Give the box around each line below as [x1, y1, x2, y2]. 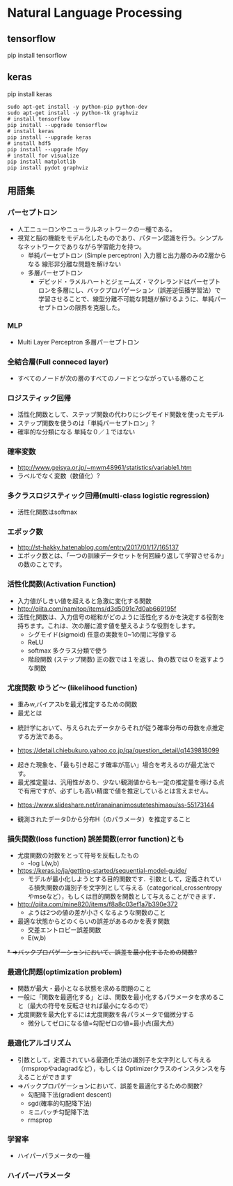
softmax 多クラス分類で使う [27, 646, 108, 655]
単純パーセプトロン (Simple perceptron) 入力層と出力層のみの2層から [27, 251, 227, 259]
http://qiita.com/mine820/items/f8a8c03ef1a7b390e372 [17, 900, 179, 908]
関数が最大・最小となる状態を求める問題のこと [17, 984, 152, 993]
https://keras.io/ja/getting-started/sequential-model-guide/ [17, 867, 187, 875]
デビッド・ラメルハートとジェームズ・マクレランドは [38, 277, 191, 285]
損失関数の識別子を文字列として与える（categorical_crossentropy [33, 883, 223, 892]
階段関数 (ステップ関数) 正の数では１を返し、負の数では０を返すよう [27, 655, 225, 663]
